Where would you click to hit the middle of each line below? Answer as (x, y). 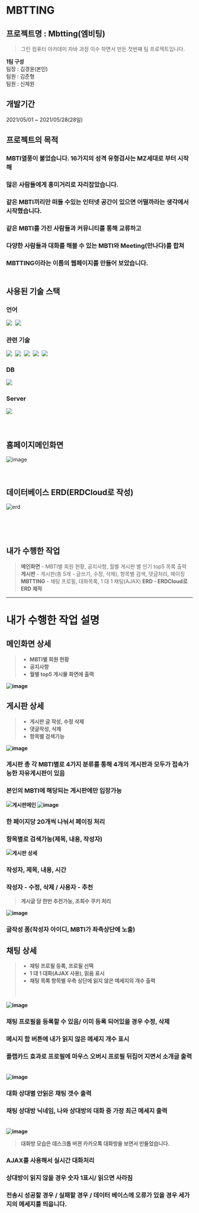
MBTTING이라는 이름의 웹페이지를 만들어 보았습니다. (77, 263)
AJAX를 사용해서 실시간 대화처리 (50, 1160)
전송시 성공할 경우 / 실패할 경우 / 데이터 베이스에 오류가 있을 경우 (92, 1195)
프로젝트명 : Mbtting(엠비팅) (56, 33)
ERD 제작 (31, 588)
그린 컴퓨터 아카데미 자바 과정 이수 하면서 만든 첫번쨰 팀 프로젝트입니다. (103, 49)
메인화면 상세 (29, 644)
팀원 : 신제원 (20, 84)
